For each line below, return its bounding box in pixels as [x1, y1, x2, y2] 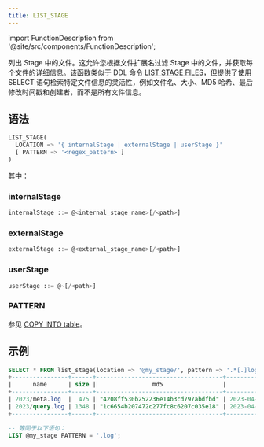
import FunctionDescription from [8, 33, 114, 42]
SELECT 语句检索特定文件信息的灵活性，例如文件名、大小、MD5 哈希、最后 [8, 77, 253, 87]
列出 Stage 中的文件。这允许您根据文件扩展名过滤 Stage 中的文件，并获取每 [8, 57, 254, 67]
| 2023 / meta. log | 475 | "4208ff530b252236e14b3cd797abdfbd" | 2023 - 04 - [8, 395, 258, 404]
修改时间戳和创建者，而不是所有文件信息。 [8, 87, 146, 97]
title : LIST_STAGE [8, 11, 68, 20]
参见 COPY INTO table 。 [8, 320, 87, 329]
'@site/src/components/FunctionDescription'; [8, 41, 156, 51]
